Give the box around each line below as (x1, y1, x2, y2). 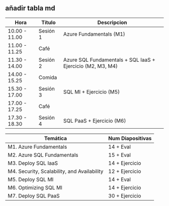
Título (41, 19, 56, 26)
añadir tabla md (5, 4, 55, 13)
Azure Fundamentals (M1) (63, 30, 125, 37)
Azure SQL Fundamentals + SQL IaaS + (63, 56, 156, 63)
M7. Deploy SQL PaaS (8, 192, 60, 199)
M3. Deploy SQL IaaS (8, 159, 58, 166)
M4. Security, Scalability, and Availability (8, 168, 104, 175)
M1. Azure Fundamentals (8, 143, 67, 150)
